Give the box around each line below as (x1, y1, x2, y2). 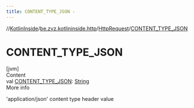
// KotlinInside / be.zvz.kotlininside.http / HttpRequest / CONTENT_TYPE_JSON (6, 25, 188, 32)
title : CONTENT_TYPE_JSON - (6, 8, 76, 15)
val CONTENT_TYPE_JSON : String (6, 77, 90, 84)
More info (6, 84, 30, 91)
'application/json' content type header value (6, 95, 114, 102)
